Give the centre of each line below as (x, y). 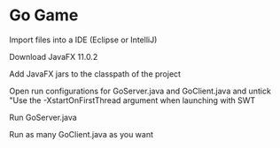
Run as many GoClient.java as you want (81, 134)
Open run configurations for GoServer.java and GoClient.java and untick (140, 91)
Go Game (44, 15)
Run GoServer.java (43, 117)
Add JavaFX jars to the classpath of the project (95, 74)
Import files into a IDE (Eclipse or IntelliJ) (83, 40)
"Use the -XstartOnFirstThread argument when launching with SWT (132, 100)
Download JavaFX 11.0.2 (54, 56)
